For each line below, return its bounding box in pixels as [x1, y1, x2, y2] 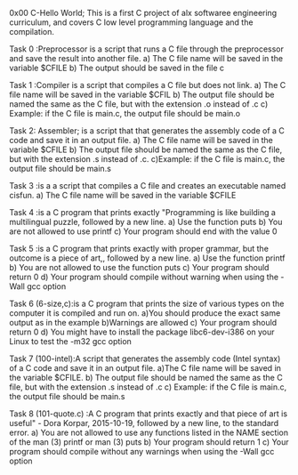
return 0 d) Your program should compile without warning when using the [9, 271, 278, 282]
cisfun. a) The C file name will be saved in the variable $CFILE [9, 190, 237, 200]
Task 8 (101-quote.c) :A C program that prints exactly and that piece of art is [9, 408, 287, 419]
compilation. [9, 27, 55, 36]
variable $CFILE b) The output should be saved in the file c [9, 62, 225, 73]
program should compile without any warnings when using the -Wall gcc [9, 447, 275, 456]
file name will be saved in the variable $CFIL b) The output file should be [9, 89, 275, 100]
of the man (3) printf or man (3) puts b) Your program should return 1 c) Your [9, 437, 289, 447]
